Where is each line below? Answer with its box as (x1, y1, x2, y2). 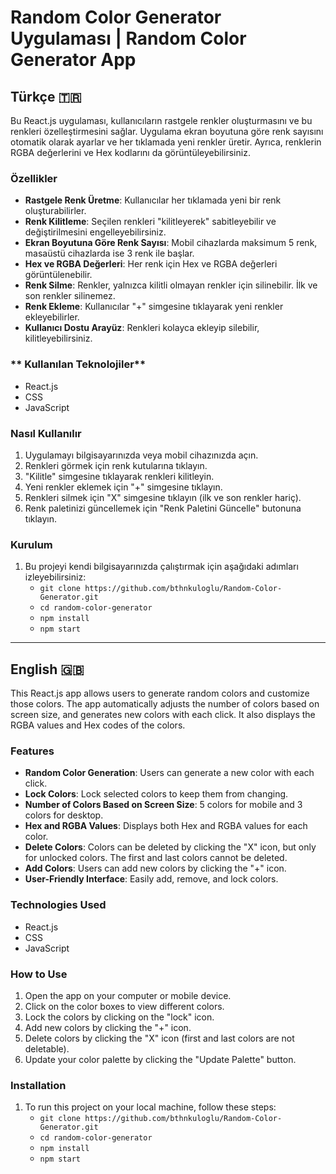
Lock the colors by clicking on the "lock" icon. (24, 1011, 215, 1023)
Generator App (10, 49, 137, 71)
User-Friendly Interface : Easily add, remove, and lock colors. (24, 873, 279, 885)
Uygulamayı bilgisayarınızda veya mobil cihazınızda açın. (24, 449, 259, 461)
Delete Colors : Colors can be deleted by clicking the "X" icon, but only (24, 841, 317, 853)
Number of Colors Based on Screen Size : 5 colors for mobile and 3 (24, 799, 303, 811)
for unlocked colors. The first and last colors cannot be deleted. (24, 852, 288, 864)
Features (10, 744, 55, 758)
